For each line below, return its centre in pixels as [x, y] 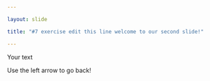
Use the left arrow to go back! [49, 70]
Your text [20, 57]
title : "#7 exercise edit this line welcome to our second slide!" [106, 31]
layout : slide [27, 19]
